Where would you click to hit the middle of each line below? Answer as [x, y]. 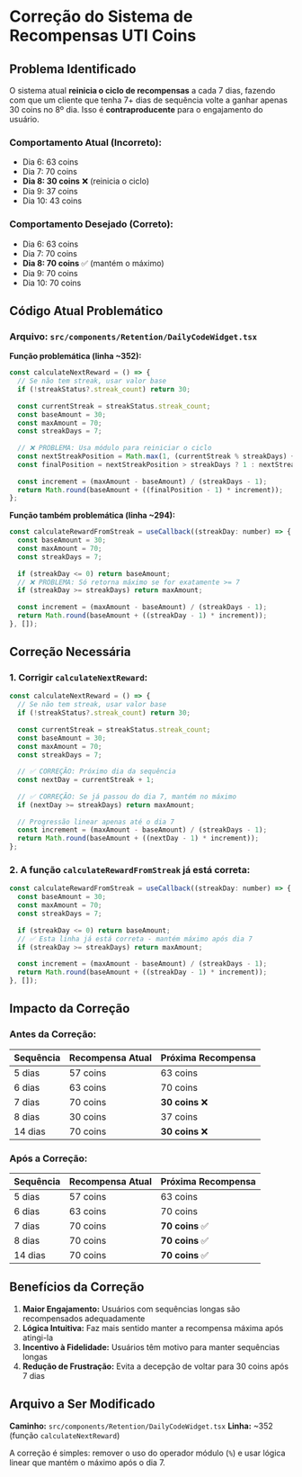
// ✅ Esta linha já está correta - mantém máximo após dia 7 [135, 939]
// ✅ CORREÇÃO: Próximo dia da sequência [97, 771]
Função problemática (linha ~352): [75, 356]
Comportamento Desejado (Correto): [91, 224]
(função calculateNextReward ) [65, 1435]
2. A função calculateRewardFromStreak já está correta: [130, 870]
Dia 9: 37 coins [50, 192]
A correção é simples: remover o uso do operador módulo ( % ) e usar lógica [147, 1453]
